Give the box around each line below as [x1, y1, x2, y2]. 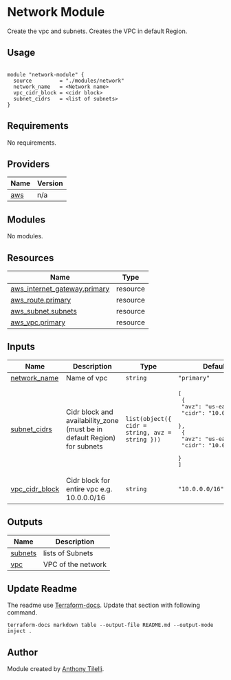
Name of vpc [66, 373, 108, 382]
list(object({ [125, 415, 172, 422]
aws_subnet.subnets [10, 307, 77, 316]
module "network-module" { [7, 71, 85, 78]
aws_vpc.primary [10, 318, 65, 327]
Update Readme [7, 583, 78, 595]
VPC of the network [43, 559, 107, 569]
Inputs [7, 341, 36, 353]
